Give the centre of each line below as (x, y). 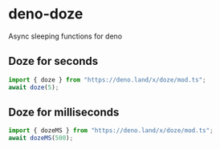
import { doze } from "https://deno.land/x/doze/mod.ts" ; (107, 80)
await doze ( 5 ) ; (34, 87)
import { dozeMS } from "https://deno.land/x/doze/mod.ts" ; (111, 131)
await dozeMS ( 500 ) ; (41, 138)
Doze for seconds (53, 61)
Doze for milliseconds (64, 112)
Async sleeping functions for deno (65, 36)
